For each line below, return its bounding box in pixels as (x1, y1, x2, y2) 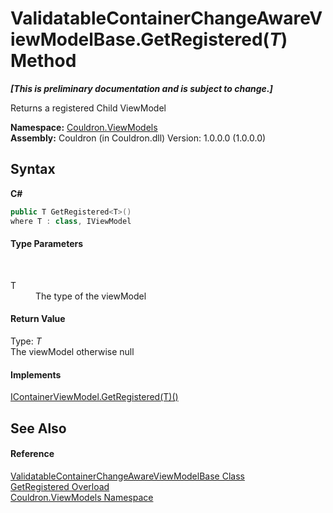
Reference (10, 448, 55, 460)
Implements (10, 368, 62, 381)
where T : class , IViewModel (10, 216, 132, 226)
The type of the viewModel (35, 290, 147, 302)
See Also (10, 420, 67, 437)
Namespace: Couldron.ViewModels (10, 121, 158, 133)
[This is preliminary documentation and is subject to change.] (10, 82, 273, 94)
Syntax (10, 161, 56, 178)
